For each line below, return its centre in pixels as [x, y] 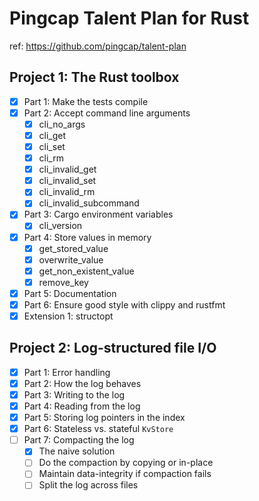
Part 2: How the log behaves [82, 383]
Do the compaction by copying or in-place [126, 463]
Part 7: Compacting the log [79, 440]
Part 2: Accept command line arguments [107, 113]
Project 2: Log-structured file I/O [113, 348]
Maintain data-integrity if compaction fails [125, 474]
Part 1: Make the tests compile [86, 101]
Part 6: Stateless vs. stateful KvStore [98, 429]
